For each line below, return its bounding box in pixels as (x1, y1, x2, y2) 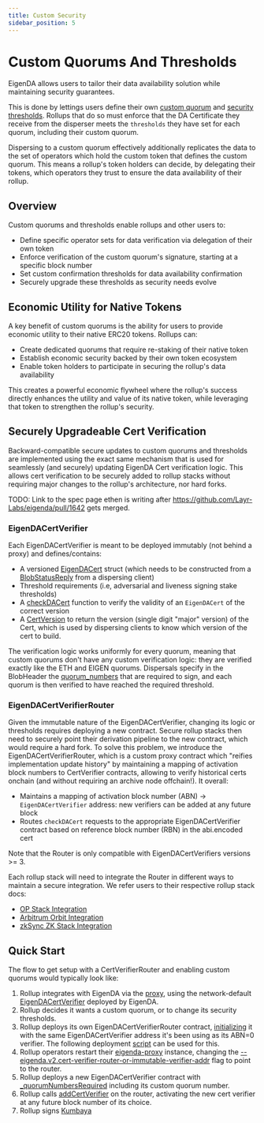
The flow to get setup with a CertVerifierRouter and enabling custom (8, 965, 230, 975)
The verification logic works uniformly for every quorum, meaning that (8, 647, 236, 656)
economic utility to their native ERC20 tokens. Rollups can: (8, 330, 199, 339)
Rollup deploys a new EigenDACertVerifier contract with (19, 1073, 201, 1082)
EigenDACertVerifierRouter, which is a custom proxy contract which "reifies (8, 751, 253, 761)
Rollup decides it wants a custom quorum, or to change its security (19, 1005, 237, 1015)
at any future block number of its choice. (19, 1098, 152, 1107)
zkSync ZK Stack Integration (19, 921, 113, 931)
